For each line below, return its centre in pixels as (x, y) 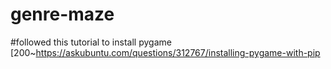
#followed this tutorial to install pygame (91, 42)
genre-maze (62, 14)
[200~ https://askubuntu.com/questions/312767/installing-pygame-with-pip (165, 52)
